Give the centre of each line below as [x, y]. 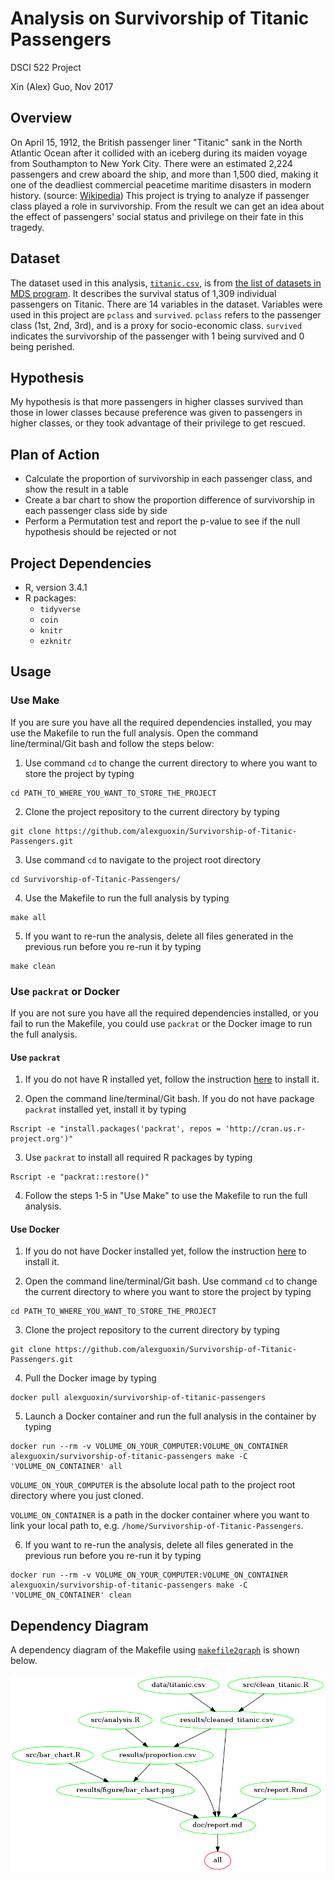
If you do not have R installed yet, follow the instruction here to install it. [172, 1079]
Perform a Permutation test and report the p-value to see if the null [162, 521]
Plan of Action [55, 454]
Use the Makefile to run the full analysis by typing [127, 898]
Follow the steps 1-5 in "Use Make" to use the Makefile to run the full [166, 1196]
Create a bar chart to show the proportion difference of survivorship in [169, 500]
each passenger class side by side [96, 511]
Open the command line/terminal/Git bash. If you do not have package [169, 1099]
